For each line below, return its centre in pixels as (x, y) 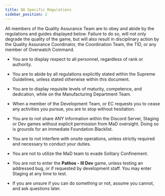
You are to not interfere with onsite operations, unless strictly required (83, 139)
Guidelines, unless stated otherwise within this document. (71, 79)
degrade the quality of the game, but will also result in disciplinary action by (82, 39)
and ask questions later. (36, 188)
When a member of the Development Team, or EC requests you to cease (86, 103)
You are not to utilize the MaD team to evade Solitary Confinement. (80, 153)
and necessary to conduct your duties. (52, 144)
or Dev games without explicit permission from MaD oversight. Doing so (85, 124)
